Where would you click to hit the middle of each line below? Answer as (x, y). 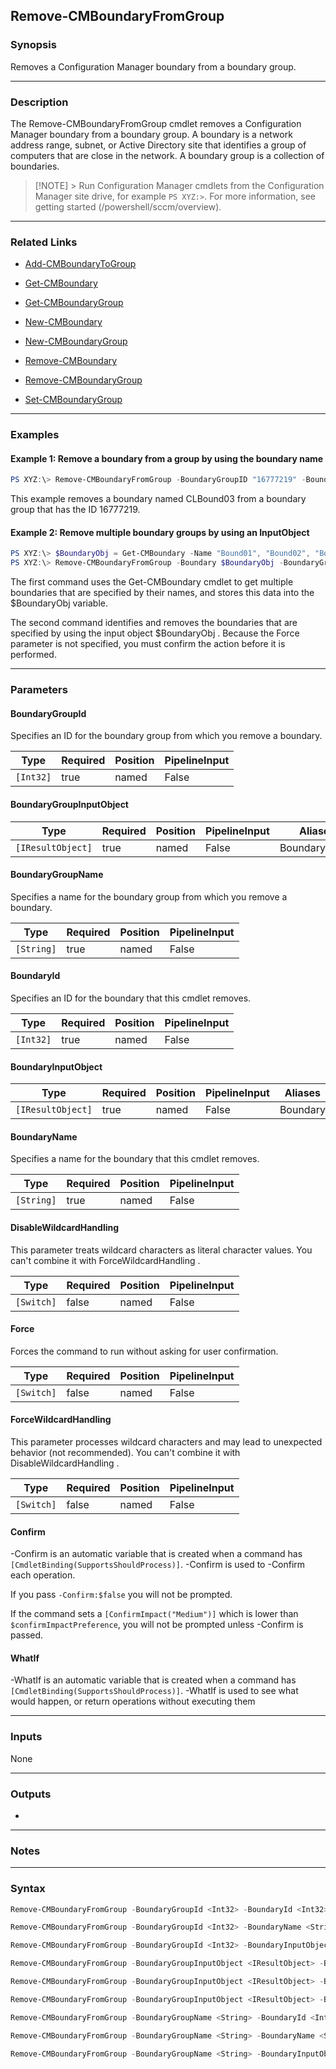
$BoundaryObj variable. (59, 603)
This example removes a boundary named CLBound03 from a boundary (158, 499)
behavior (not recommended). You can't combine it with (125, 1452)
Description (39, 102)
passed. (27, 1635)
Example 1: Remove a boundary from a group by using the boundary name (167, 458)
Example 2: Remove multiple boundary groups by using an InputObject (160, 532)
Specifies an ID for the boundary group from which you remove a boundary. (166, 736)
